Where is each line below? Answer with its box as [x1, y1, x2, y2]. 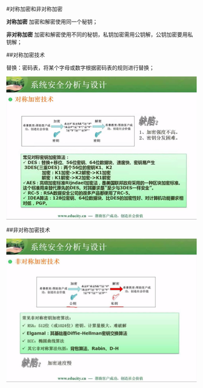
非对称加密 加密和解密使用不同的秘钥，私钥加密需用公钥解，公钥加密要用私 [6, 31, 193, 38]
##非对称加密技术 [6, 226, 50, 234]
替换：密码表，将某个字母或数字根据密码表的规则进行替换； [6, 64, 155, 71]
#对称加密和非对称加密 [6, 5, 63, 12]
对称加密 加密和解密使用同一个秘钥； [6, 18, 98, 25]
